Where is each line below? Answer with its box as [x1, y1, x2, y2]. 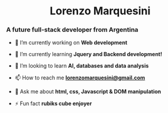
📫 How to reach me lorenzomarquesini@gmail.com [14, 74, 145, 81]
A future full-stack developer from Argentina [6, 26, 139, 34]
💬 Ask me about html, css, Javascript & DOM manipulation [14, 88, 161, 95]
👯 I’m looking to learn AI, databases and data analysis [14, 62, 149, 69]
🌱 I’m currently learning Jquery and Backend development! [14, 51, 163, 58]
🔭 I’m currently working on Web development [14, 39, 127, 46]
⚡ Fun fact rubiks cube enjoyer [14, 100, 92, 107]
